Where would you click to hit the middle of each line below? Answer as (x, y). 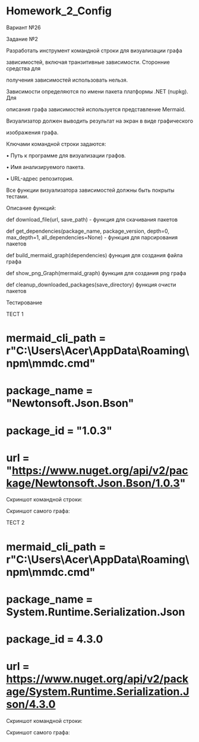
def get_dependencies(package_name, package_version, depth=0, (88, 231)
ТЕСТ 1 (15, 314)
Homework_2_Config (59, 11)
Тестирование (24, 303)
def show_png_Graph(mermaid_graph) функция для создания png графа (96, 273)
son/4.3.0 (31, 704)
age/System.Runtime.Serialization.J (98, 692)
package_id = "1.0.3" (59, 431)
